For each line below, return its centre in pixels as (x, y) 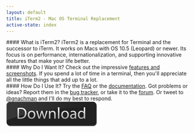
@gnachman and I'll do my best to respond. (59, 99)
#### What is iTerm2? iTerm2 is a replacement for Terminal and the (88, 42)
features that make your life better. (48, 61)
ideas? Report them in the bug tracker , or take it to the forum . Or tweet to (95, 92)
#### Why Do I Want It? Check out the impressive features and (83, 67)
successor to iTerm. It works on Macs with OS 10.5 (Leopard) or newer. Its (96, 49)
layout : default (26, 12)
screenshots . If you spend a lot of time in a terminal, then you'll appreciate (96, 74)
